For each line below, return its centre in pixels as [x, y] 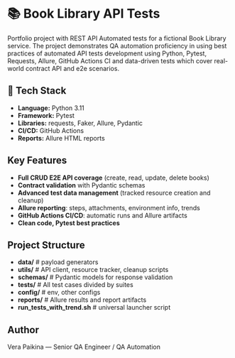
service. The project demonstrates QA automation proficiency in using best [117, 45]
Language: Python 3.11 [51, 108]
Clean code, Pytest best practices [69, 223]
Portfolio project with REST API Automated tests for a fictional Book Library [117, 38]
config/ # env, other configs [59, 293]
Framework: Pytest [46, 115]
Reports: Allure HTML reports [61, 138]
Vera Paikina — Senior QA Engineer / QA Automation [84, 347]
